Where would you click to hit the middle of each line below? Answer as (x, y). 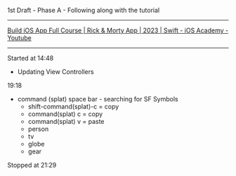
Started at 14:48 (31, 58)
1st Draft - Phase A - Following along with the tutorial (84, 10)
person (38, 129)
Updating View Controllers (55, 72)
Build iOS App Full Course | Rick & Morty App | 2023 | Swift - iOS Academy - (118, 30)
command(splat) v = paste (66, 121)
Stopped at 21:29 (32, 165)
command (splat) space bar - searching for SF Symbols (98, 99)
